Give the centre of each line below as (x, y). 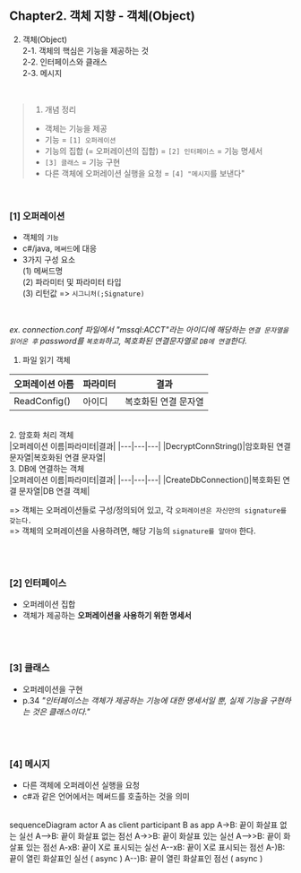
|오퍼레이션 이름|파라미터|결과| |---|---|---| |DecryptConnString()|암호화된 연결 (150, 446)
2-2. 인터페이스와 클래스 (64, 62)
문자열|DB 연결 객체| (54, 491)
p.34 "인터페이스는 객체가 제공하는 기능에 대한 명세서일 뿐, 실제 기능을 (145, 700)
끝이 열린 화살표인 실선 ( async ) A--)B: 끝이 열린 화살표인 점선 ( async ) (136, 858)
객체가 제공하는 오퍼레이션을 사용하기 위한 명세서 (107, 616)
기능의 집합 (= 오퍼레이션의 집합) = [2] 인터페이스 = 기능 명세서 (154, 151)
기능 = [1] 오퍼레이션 (80, 139)
